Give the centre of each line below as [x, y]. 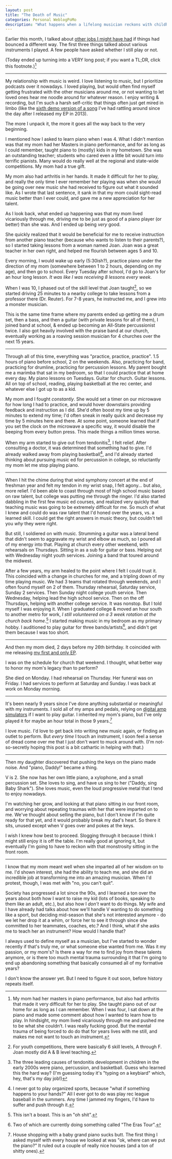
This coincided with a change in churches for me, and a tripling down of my [85, 576]
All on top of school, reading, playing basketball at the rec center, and [79, 384]
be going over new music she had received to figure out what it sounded [82, 187]
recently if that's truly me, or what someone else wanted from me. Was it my [86, 946]
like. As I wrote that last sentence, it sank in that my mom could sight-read [83, 193]
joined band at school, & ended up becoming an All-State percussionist [80, 325]
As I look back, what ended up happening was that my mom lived [74, 213]
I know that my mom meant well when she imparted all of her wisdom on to [84, 866]
